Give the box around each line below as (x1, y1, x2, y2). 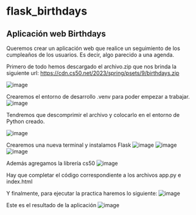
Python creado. (6, 118, 45, 125)
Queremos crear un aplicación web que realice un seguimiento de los (6, 44, 181, 52)
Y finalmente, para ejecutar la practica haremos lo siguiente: (6, 190, 158, 197)
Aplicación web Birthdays (6, 29, 107, 39)
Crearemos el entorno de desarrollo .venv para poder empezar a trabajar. (6, 93, 190, 100)
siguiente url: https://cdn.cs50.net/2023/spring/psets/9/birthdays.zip (6, 69, 180, 77)
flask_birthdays (6, 4, 88, 18)
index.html (6, 178, 33, 185)
